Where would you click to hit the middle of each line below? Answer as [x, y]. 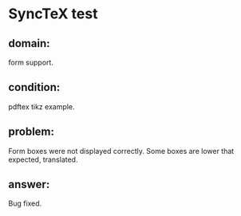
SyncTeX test [53, 14]
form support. [31, 62]
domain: [29, 43]
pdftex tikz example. [41, 106]
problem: [31, 132]
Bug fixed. [25, 203]
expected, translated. [43, 159]
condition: [34, 87]
